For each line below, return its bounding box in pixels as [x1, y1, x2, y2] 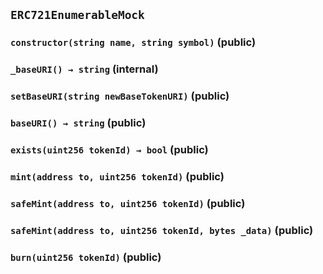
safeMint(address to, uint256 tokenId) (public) [10, 196, 246, 210]
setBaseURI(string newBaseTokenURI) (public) [10, 89, 230, 103]
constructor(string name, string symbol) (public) [10, 35, 257, 49]
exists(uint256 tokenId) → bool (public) [10, 143, 209, 156]
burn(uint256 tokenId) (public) [10, 250, 162, 264]
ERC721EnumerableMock [10, 8, 145, 23]
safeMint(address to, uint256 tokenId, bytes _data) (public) [10, 223, 314, 237]
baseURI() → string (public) [10, 116, 147, 130]
